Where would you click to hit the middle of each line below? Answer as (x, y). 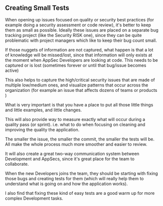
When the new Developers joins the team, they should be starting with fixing (81, 173)
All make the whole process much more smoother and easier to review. (76, 144)
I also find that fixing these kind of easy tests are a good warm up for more (80, 193)
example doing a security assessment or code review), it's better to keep (78, 25)
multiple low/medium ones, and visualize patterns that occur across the (77, 85)
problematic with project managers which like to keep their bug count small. (81, 40)
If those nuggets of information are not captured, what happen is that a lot (79, 50)
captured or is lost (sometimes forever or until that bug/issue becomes (76, 65)
